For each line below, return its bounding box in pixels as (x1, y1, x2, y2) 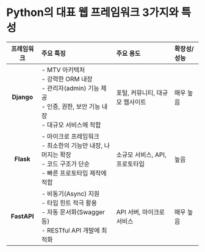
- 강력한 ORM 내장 (41, 75, 93, 83)
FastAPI (10, 212, 34, 220)
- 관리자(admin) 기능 (41, 84, 99, 92)
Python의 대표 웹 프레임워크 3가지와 (6, 6, 179, 20)
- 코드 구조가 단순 (41, 160, 90, 168)
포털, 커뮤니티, (116, 88, 156, 97)
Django (12, 92, 34, 101)
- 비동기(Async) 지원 (41, 189, 100, 198)
